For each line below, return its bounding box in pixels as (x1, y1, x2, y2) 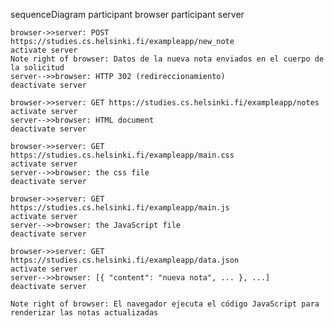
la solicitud (10, 63, 65, 73)
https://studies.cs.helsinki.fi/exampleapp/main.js (10, 203, 230, 213)
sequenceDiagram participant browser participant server (10, 9, 245, 20)
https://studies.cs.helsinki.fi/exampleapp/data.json (10, 255, 240, 265)
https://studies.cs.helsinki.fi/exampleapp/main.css (10, 150, 235, 160)
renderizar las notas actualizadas (10, 308, 159, 318)
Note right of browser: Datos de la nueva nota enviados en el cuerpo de (10, 54, 325, 64)
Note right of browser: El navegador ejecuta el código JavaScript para (10, 299, 320, 309)
